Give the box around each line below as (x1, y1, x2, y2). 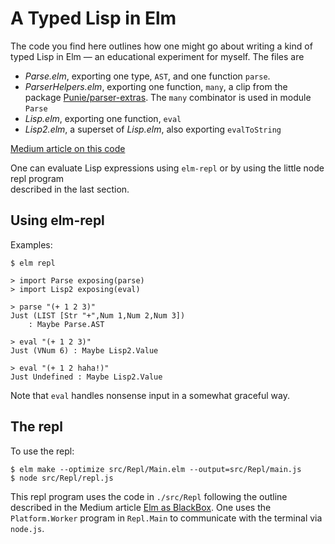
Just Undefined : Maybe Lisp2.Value (10, 372, 163, 382)
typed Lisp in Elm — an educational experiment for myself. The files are (10, 50, 305, 62)
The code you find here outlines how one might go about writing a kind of (10, 40, 313, 52)
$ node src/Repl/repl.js (10, 473, 114, 483)
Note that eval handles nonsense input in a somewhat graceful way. (10, 389, 290, 401)
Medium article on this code (10, 142, 126, 154)
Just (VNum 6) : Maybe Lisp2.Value (10, 345, 159, 356)
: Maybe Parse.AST (28, 319, 105, 329)
